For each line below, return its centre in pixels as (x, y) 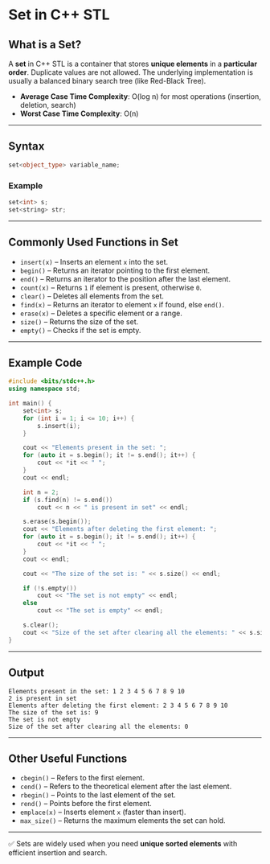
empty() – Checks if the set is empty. (80, 330)
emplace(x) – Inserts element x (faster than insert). (103, 812)
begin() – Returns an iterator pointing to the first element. (115, 270)
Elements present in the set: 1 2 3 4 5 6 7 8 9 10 (96, 691)
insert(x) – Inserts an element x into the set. (94, 261)
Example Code (45, 362)
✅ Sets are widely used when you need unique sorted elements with (123, 844)
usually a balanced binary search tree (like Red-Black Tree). (107, 81)
